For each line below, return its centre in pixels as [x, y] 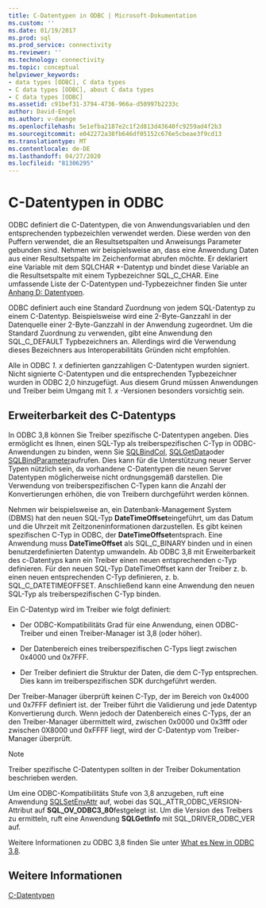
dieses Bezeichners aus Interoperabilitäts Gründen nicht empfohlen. [119, 350]
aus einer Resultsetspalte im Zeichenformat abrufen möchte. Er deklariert [128, 258]
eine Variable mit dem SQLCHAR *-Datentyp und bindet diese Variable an [129, 267]
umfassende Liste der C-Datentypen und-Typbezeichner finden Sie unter [128, 284]
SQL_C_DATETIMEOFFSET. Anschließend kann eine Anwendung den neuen [131, 585]
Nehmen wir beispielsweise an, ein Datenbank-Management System [120, 509]
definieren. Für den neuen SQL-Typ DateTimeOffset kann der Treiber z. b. [128, 568]
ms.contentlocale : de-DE [49, 149]
